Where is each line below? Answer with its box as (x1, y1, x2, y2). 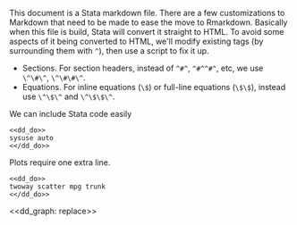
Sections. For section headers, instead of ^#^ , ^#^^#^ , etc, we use (21, 62, 264, 73)
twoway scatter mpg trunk (9, 182, 106, 191)
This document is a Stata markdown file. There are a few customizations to (9, 8, 285, 18)
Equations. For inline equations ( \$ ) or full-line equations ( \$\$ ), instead (21, 82, 286, 92)
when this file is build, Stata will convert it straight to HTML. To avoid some (9, 27, 284, 37)
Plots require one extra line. (9, 157, 111, 168)
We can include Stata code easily (9, 109, 132, 119)
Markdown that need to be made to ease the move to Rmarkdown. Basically (9, 17, 288, 28)
